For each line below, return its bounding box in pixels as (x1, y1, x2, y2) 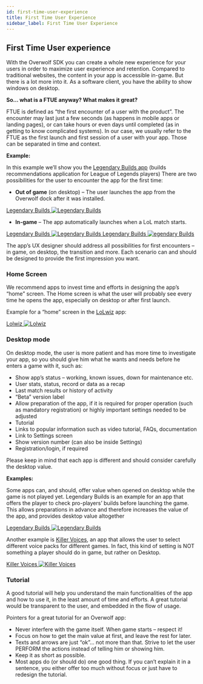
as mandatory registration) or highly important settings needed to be (15, 406, 187, 413)
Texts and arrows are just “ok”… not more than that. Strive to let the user (15, 638, 196, 646)
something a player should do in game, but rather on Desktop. (6, 549, 161, 556)
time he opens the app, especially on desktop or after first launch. (6, 297, 171, 304)
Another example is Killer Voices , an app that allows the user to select (6, 535, 181, 543)
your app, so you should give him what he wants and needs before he (6, 356, 181, 363)
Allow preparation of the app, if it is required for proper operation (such (15, 399, 193, 407)
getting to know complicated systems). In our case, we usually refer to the (6, 127, 191, 135)
